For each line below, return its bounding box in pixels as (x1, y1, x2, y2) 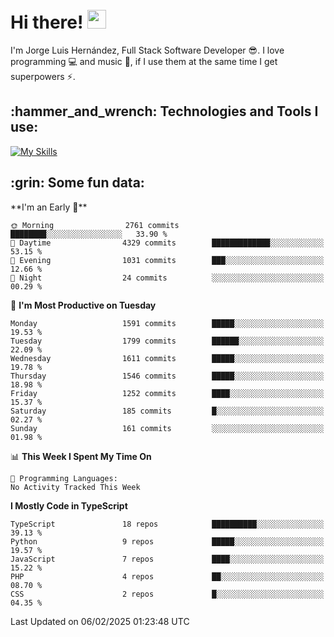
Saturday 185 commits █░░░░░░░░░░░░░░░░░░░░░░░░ (10, 406, 325, 416)
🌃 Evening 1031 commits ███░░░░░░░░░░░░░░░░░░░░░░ (10, 255, 325, 265)
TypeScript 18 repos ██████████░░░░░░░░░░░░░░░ (10, 519, 325, 529)
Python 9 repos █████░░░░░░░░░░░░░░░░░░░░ (10, 536, 325, 547)
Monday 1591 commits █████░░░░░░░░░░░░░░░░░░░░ (10, 318, 325, 328)
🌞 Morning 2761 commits (10, 220, 180, 230)
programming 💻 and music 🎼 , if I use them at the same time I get (10, 55, 278, 67)
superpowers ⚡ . (10, 70, 76, 82)
